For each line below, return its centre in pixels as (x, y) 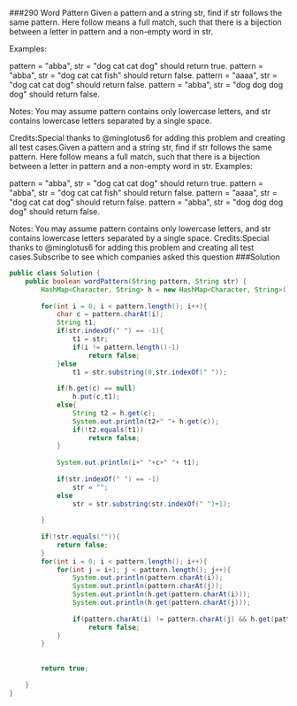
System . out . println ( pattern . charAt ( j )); (148, 586)
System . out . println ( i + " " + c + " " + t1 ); (128, 463)
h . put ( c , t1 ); (96, 397)
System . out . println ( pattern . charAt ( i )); (148, 578)
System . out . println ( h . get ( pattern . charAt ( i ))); (161, 594)
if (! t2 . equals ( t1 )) (108, 430)
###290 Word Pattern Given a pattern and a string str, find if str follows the (146, 13)
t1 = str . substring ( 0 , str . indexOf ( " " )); (149, 372)
